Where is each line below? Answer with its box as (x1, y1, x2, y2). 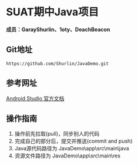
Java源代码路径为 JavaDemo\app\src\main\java (14, 145, 129, 152)
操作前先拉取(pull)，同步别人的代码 (14, 130, 100, 137)
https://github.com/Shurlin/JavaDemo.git (6, 60, 109, 66)
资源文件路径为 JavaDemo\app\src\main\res (14, 152, 121, 159)
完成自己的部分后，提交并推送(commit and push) (14, 137, 133, 144)
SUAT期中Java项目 (6, 5, 99, 19)
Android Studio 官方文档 (6, 95, 65, 102)
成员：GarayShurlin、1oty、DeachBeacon (6, 26, 110, 33)
